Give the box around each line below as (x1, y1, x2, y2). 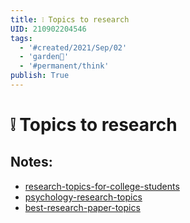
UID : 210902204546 (10, 24, 87, 34)
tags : (10, 33, 33, 43)
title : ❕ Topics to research (10, 14, 130, 25)
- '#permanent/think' (19, 61, 110, 71)
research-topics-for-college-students (24, 180, 180, 192)
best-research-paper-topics (24, 201, 141, 213)
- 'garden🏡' (19, 52, 70, 62)
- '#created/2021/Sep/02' (19, 42, 128, 53)
